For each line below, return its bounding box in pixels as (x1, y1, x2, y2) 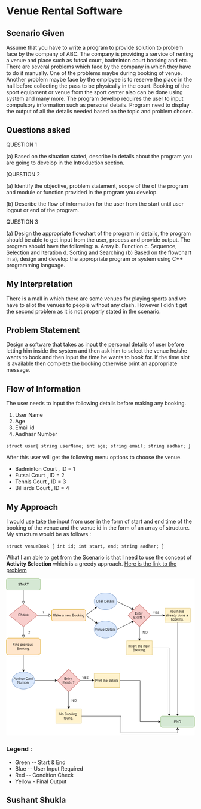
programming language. (6, 261, 66, 269)
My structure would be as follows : (6, 531, 92, 538)
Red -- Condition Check (14, 771, 74, 778)
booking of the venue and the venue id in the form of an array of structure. (6, 524, 190, 531)
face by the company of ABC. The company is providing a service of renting (6, 50, 194, 58)
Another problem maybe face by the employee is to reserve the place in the (6, 76, 193, 83)
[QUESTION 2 (6, 170, 41, 178)
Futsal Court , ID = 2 (14, 472, 65, 479)
